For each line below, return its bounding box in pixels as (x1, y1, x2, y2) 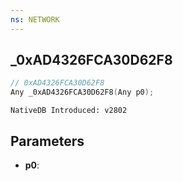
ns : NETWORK (10, 14, 60, 25)
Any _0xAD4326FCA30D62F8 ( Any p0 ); (10, 87, 155, 98)
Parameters (10, 132, 85, 150)
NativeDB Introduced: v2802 (10, 106, 128, 116)
